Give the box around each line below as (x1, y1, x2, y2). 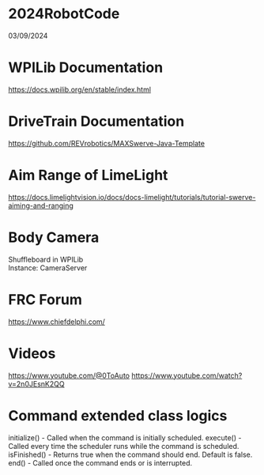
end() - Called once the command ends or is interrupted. (8, 458, 193, 467)
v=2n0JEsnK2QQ (8, 379, 65, 388)
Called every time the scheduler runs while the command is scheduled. (8, 441, 239, 450)
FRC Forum (8, 290, 83, 308)
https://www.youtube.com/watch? (131, 371, 243, 380)
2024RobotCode (8, 5, 120, 23)
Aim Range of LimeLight (8, 167, 168, 184)
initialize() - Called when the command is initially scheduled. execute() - (8, 432, 242, 443)
